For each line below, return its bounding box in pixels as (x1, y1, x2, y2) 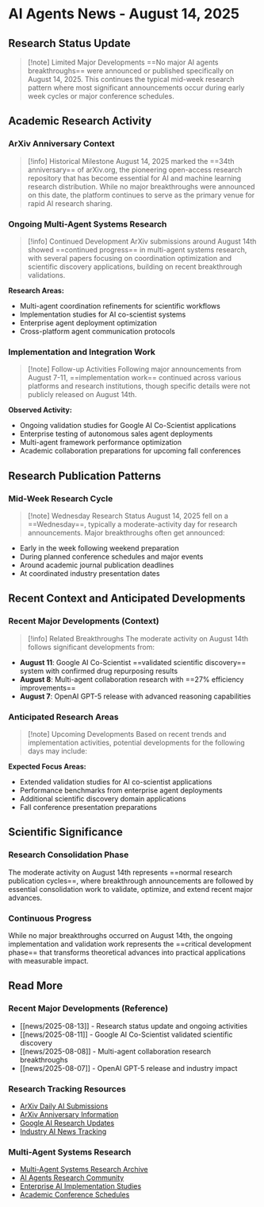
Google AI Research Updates (19, 1118, 115, 1127)
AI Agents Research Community (19, 1173, 124, 1182)
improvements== (19, 683, 76, 692)
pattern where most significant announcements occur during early (27, 83, 245, 92)
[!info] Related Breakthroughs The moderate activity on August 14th (27, 633, 249, 643)
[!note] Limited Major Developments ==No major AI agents (27, 57, 219, 67)
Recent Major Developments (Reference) (8, 1003, 169, 1014)
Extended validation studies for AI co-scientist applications (19, 777, 212, 786)
